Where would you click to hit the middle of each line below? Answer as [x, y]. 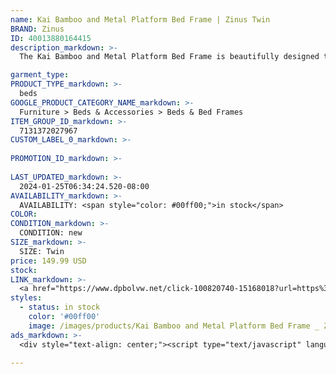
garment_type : [40, 75]
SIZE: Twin [42, 251]
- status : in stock [60, 307]
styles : [26, 298]
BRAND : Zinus [37, 29]
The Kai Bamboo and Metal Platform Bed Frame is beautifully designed [169, 57]
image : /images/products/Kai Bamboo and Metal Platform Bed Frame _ [174, 326]
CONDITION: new [51, 233]
